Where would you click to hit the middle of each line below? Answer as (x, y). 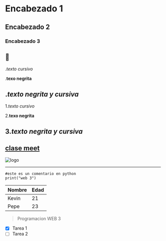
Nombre (17, 190)
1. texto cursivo (20, 106)
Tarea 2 (20, 234)
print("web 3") (21, 178)
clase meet (22, 148)
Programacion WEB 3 (39, 219)
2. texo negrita (20, 116)
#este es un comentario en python (41, 174)
